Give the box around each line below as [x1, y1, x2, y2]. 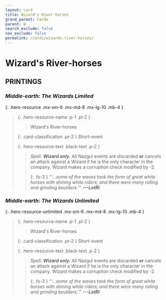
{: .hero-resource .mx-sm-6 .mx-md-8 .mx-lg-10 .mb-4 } [5, 104, 123, 110]
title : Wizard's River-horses [5, 12, 69, 17]
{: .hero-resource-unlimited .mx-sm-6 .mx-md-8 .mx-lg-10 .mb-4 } [5, 208, 145, 215]
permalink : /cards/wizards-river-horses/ [5, 36, 94, 41]
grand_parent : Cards [5, 17, 49, 22]
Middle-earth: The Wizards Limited [5, 93, 94, 100]
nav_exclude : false [5, 31, 47, 36]
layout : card [5, 7, 33, 13]
